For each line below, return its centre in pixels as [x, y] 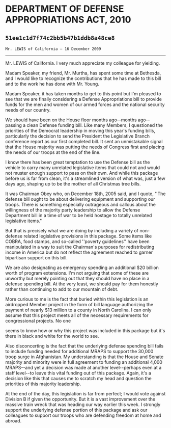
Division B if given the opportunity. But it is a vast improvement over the [80, 399]
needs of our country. [28, 110]
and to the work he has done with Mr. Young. [52, 84]
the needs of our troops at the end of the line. [53, 152]
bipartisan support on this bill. [36, 258]
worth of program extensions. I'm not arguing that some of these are [77, 273]
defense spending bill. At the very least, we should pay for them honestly [82, 284]
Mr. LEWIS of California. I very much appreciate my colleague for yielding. [83, 63]
